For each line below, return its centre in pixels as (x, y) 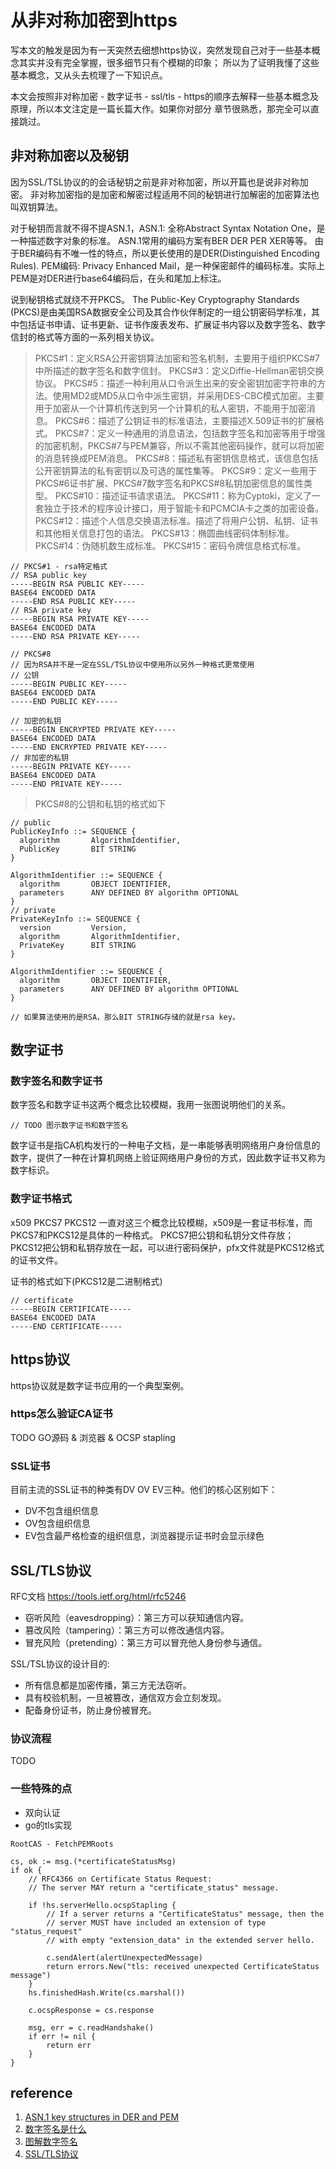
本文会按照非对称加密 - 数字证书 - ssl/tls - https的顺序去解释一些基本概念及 (164, 96)
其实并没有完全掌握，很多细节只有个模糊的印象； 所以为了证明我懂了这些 (169, 62)
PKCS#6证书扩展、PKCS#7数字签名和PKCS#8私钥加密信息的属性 (169, 483)
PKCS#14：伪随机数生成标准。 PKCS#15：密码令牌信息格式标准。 (170, 545)
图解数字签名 (51, 2142)
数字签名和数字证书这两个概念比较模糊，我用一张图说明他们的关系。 (150, 1105)
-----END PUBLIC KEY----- (64, 701)
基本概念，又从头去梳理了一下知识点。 (89, 75)
